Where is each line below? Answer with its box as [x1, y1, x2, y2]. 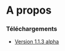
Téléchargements [6, 25, 57, 33]
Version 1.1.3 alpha [14, 38, 59, 45]
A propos [6, 4, 52, 17]
